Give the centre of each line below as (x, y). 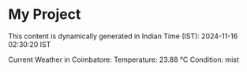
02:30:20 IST (30, 44)
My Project (45, 14)
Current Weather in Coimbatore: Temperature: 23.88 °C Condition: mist (123, 59)
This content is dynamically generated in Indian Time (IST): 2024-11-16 (123, 36)
